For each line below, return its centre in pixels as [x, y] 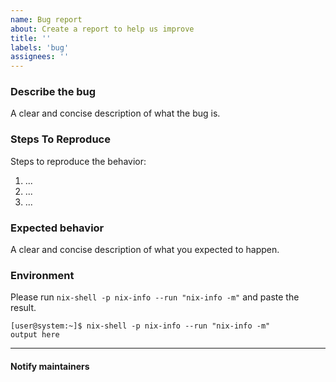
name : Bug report [46, 19]
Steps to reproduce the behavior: [78, 161]
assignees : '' [40, 57]
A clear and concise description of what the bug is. [115, 113]
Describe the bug [53, 92]
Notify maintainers [50, 366]
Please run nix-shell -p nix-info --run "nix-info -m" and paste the [155, 297]
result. [23, 308]
